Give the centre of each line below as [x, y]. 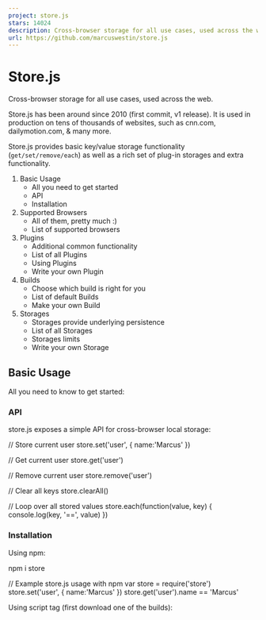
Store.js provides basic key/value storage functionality [97, 147]
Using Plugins [54, 264]
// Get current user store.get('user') [66, 460]
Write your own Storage [70, 348]
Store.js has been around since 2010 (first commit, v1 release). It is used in [129, 114]
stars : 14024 [30, 23]
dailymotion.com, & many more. [60, 131]
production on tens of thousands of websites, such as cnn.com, [112, 123]
